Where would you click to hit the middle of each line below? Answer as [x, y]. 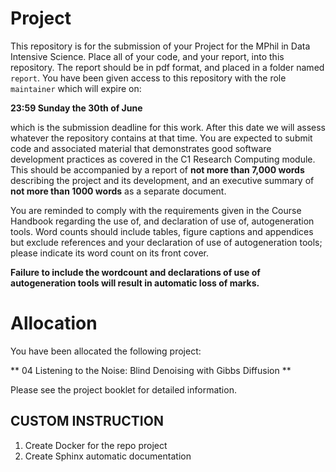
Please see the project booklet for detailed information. [123, 389]
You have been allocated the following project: [106, 351]
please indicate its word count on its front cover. [110, 253]
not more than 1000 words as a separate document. [118, 191]
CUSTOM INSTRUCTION [87, 421]
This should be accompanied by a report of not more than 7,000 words [157, 169]
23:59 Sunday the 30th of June [76, 108]
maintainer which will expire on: [76, 88]
